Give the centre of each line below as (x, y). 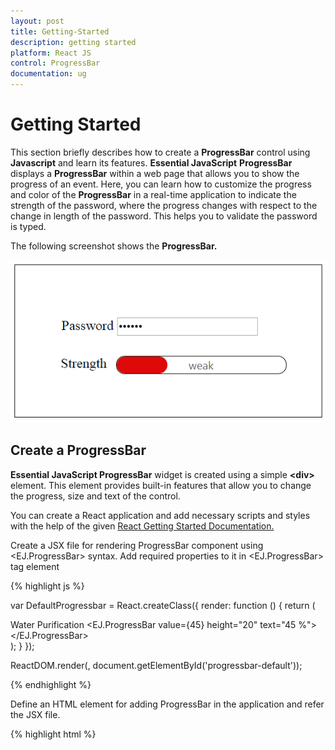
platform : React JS (51, 53)
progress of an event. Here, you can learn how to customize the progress (161, 184)
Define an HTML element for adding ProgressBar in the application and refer (167, 704)
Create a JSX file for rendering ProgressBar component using (137, 545)
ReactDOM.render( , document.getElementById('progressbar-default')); (156, 665)
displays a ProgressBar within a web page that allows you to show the (155, 173)
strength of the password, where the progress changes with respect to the (164, 205)
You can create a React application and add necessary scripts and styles (160, 515)
